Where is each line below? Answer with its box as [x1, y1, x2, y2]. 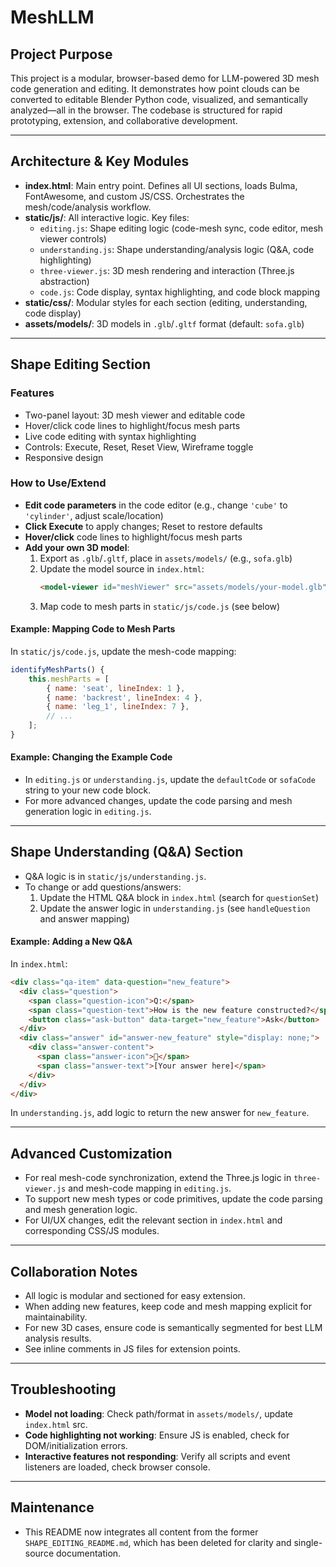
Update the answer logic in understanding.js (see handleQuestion [39, 902, 311, 914]
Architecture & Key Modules [10, 153, 190, 170]
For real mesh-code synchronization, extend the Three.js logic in [24, 1172, 292, 1184]
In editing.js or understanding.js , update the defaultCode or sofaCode [24, 774, 316, 786]
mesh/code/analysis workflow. [24, 201, 152, 213]
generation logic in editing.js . [24, 806, 152, 818]
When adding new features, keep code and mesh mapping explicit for [24, 1301, 312, 1313]
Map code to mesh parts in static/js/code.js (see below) [39, 600, 281, 612]
